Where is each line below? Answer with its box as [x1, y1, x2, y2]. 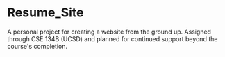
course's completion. [7, 42, 68, 50]
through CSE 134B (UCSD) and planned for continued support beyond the [7, 34, 218, 43]
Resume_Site [7, 5, 84, 21]
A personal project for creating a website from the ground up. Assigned [7, 27, 212, 36]
